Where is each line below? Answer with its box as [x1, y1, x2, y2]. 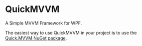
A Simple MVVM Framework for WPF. [5, 20, 82, 26]
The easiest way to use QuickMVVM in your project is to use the [5, 29, 137, 35]
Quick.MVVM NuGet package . [5, 35, 67, 41]
